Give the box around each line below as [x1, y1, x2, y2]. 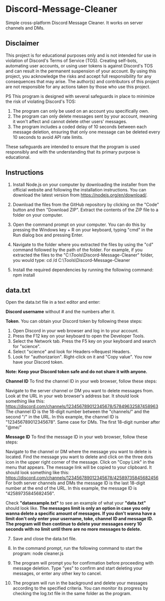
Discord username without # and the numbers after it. [5, 309, 115, 315]
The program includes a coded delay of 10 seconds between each [12, 124, 147, 129]
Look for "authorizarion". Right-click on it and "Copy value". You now [12, 354, 152, 360]
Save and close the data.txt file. [12, 536, 77, 542]
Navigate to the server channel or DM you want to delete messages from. [5, 388, 154, 394]
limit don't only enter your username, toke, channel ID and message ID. [5, 516, 153, 522]
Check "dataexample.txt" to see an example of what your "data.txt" [5, 500, 146, 506]
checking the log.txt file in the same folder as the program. [12, 591, 132, 597]
